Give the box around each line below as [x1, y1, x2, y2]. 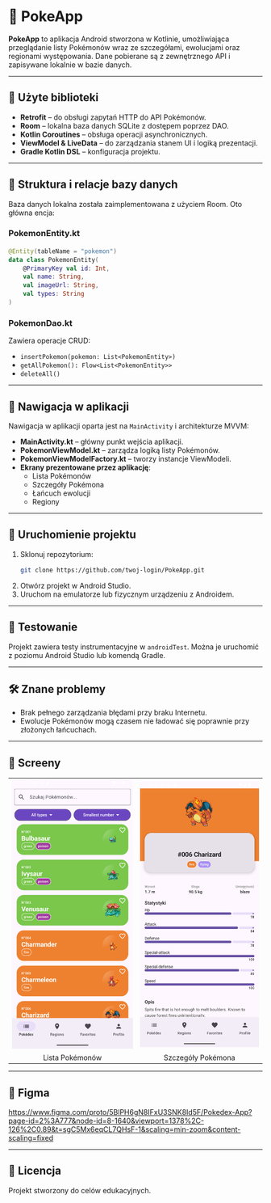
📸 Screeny [8, 756, 61, 770]
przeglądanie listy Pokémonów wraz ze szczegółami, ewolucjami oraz [8, 42, 240, 52]
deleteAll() [19, 370, 60, 378]
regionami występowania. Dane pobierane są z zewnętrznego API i [8, 51, 231, 61]
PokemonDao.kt [8, 317, 73, 328]
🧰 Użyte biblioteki [8, 91, 99, 104]
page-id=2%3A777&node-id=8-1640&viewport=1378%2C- [8, 1116, 204, 1125]
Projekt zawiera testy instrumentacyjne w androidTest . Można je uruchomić [8, 642, 260, 652]
